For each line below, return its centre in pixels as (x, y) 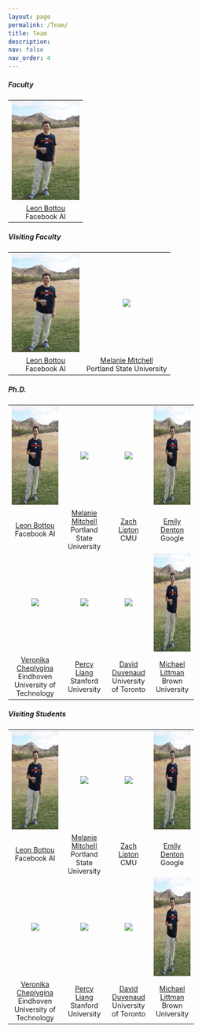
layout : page (29, 17)
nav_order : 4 (29, 58)
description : (29, 42)
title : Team (28, 33)
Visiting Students (37, 714)
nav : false (26, 50)
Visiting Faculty (35, 237)
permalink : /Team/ (38, 25)
